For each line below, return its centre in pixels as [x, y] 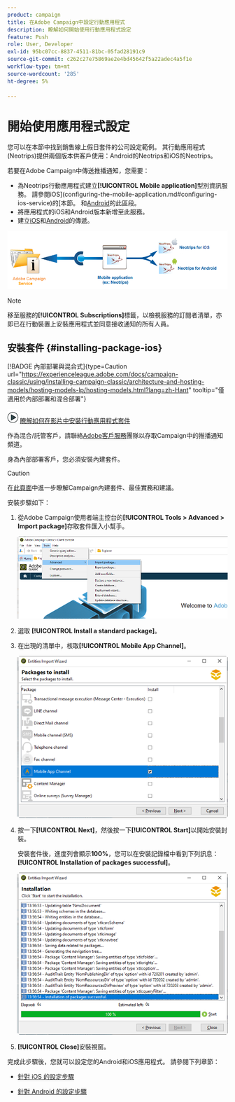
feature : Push [28, 37]
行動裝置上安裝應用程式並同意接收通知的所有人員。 [99, 324]
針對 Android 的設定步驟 [52, 1091]
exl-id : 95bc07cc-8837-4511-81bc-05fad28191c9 [76, 52]
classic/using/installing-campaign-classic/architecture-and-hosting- [106, 381]
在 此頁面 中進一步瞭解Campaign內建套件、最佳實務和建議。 [93, 488]
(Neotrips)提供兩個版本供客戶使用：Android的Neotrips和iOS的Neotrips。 [112, 156]
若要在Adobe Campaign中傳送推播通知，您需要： [78, 171]
